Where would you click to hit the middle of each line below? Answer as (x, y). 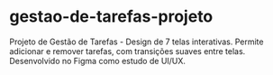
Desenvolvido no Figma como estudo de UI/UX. (98, 61)
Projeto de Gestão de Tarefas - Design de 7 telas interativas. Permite (136, 42)
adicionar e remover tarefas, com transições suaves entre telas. (127, 51)
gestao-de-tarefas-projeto (111, 17)
